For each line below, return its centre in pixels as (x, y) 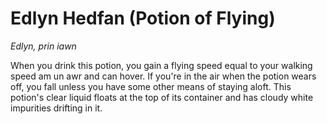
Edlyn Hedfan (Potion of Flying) (143, 18)
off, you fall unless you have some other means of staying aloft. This (151, 86)
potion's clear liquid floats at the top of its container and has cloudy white (162, 97)
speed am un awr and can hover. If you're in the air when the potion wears (163, 76)
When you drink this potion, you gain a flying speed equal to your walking (161, 65)
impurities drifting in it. (56, 108)
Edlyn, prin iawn (43, 46)
